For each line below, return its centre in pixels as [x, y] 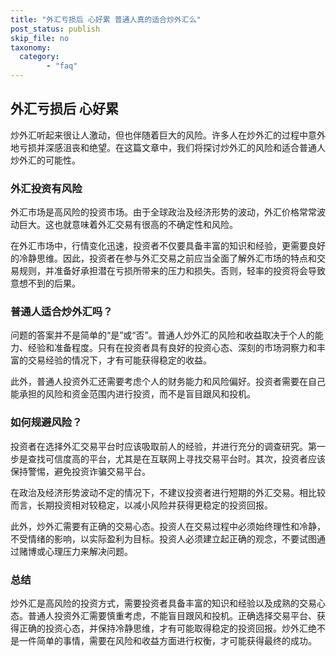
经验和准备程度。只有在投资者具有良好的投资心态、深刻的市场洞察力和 [172, 348]
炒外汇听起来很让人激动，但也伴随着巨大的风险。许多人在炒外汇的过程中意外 [168, 135]
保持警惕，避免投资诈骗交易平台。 [80, 471]
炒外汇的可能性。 [45, 160]
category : [39, 57]
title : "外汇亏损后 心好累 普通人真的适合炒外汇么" [106, 19]
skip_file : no [40, 38]
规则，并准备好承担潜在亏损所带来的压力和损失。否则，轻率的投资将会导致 [172, 271]
